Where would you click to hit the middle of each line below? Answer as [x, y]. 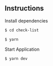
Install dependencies [26, 20]
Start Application [22, 49]
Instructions [24, 8]
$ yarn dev [16, 58]
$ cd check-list [22, 30]
